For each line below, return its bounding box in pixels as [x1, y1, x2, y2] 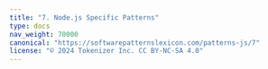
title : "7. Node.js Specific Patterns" [9, 13, 160, 22]
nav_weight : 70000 [9, 30, 79, 39]
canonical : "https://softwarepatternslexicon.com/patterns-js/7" [9, 38, 260, 47]
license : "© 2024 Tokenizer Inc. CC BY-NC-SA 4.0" [9, 47, 204, 56]
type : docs [9, 22, 51, 30]
